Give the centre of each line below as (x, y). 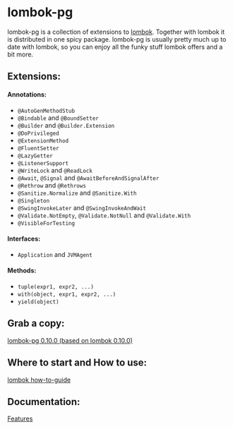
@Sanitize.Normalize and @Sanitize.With (77, 193)
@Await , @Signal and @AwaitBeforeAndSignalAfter (88, 178)
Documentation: (44, 402)
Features (20, 419)
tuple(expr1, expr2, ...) (55, 286)
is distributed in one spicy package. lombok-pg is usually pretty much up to (117, 39)
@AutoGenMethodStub (46, 111)
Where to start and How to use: (77, 363)
